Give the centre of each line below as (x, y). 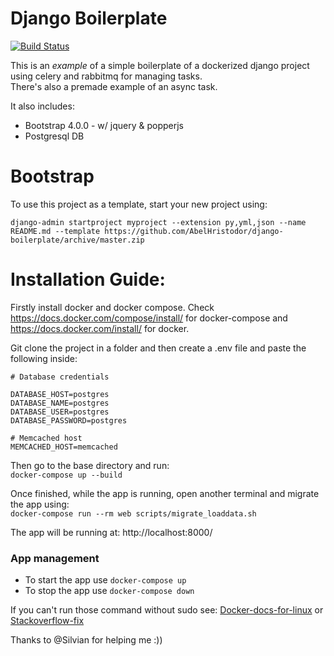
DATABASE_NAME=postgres (60, 403)
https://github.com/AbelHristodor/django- (194, 231)
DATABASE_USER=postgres (60, 412)
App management (55, 558)
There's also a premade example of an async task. (114, 86)
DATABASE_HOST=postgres (60, 394)
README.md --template (55, 231)
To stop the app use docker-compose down (109, 591)
